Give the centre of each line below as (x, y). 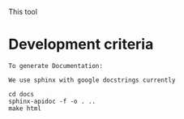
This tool (23, 12)
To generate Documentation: (56, 66)
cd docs (21, 94)
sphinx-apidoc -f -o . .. (52, 101)
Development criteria (81, 45)
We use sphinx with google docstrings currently (92, 80)
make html (25, 108)
